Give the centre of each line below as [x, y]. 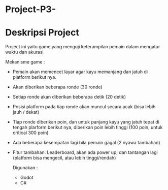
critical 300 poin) [30, 133]
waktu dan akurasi [25, 52]
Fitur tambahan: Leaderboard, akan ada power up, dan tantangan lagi [85, 152]
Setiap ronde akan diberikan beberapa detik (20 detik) [69, 97]
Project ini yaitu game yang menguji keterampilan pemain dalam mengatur [83, 47]
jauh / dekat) [26, 112]
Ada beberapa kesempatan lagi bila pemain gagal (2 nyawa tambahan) [86, 143]
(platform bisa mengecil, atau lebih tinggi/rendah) [64, 158]
